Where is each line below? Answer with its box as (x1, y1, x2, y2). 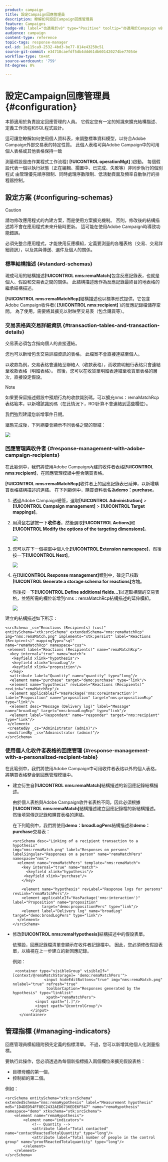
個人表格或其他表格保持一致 (5, 148, 62, 154)
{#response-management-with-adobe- (47, 445, 145, 452)
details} (5, 328, 25, 335)
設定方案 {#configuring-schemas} (5, 193, 113, 202)
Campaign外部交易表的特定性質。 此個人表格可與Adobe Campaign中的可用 (5, 142, 160, 148)
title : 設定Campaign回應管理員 (5, 12, 65, 17)
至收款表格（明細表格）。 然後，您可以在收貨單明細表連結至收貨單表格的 (5, 368, 153, 374)
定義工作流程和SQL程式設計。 (5, 125, 66, 131)
